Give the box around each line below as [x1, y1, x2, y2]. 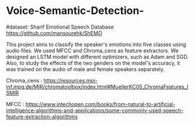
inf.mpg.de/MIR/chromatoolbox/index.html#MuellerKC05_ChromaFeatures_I [6, 83, 189, 90]
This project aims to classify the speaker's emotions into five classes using [6, 41, 186, 48]
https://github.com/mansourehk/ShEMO [6, 29, 102, 36]
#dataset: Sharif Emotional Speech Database [6, 23, 114, 30]
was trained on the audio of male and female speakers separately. [6, 65, 165, 72]
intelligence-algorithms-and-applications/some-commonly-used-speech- [6, 107, 184, 114]
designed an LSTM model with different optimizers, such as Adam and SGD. [6, 53, 189, 60]
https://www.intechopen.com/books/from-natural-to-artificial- [25, 100, 175, 107]
